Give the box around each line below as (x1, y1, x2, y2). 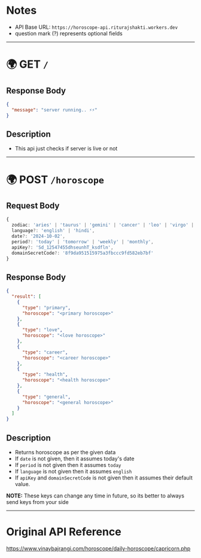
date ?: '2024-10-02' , (11, 233, 66, 239)
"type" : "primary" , (22, 304, 71, 310)
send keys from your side (6, 499, 69, 505)
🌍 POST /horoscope (6, 173, 105, 186)
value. (14, 481, 31, 487)
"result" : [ (11, 294, 42, 300)
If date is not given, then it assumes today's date (14, 455, 135, 462)
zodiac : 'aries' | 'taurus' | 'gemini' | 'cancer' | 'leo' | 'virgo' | (11, 222, 194, 228)
